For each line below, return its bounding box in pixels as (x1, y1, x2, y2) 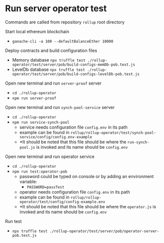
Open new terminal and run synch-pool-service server (5, 104, 115, 110)
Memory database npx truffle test (12, 57, 86, 63)
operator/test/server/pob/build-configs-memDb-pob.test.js (12, 62, 136, 67)
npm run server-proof (12, 96, 56, 101)
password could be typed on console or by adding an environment (19, 173, 154, 179)
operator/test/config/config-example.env (19, 199, 105, 204)
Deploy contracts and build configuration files (5, 47, 97, 53)
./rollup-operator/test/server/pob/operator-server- (49, 228, 160, 234)
